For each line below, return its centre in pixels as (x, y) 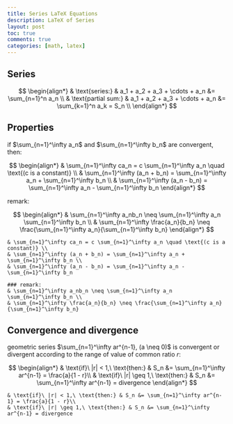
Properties (31, 128)
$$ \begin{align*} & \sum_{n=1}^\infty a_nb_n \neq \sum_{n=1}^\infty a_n (117, 214)
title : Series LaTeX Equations (53, 14)
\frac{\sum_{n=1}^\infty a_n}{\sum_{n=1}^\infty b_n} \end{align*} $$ (117, 229)
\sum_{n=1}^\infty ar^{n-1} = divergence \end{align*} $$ (117, 383)
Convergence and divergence (73, 330)
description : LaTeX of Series (51, 20)
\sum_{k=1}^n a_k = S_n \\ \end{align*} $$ (117, 106)
